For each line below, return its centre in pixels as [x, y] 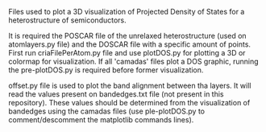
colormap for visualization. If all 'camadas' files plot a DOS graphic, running [134, 61]
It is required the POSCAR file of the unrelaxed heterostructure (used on [128, 36]
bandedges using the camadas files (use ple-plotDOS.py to [107, 111]
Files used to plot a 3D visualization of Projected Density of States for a [127, 12]
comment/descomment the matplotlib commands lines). [101, 120]
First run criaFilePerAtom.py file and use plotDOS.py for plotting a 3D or [127, 53]
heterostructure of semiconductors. [67, 20]
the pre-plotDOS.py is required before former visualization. [106, 70]
